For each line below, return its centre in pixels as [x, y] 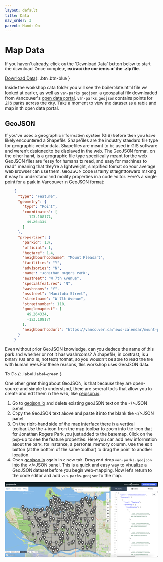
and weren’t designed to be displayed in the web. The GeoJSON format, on [80, 151]
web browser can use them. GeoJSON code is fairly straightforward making [81, 171]
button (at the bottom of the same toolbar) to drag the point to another [82, 450]
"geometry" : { [32, 202]
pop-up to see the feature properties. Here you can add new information [84, 439]
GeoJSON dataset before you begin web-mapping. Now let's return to [82, 470]
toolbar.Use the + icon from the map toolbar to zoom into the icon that [82, 429]
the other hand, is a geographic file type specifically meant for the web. [76, 156]
